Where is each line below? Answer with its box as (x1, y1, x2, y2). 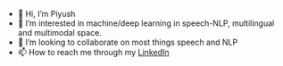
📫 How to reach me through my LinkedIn (17, 47, 170, 57)
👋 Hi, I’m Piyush (17, 9, 76, 19)
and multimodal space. (17, 28, 103, 37)
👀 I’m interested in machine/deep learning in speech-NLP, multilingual (17, 18, 275, 29)
